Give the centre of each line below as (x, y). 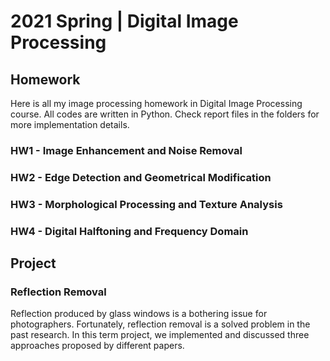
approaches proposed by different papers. (97, 346)
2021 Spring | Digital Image (124, 21)
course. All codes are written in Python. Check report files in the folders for (165, 114)
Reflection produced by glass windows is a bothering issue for (139, 314)
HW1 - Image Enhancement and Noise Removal (126, 150)
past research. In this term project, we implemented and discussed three (160, 335)
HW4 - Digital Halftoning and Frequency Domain (129, 231)
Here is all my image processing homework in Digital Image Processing (156, 103)
